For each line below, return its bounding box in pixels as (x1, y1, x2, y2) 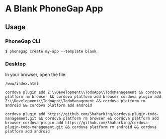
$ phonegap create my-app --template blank (5, 49, 97, 54)
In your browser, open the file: (5, 71, 67, 77)
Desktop (5, 60, 26, 67)
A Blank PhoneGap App (5, 3, 103, 14)
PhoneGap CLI (5, 38, 41, 45)
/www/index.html (5, 81, 39, 86)
